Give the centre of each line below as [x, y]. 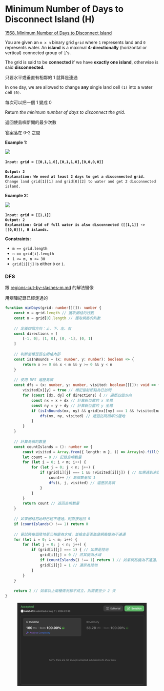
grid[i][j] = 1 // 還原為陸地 [69, 565]
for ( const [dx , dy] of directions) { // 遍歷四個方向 [77, 396]
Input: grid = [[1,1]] [28, 215]
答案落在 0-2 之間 [23, 132]
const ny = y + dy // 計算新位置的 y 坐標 [72, 406]
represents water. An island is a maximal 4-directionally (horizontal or [76, 47]
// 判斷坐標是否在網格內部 [37, 354]
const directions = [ [36, 334]
